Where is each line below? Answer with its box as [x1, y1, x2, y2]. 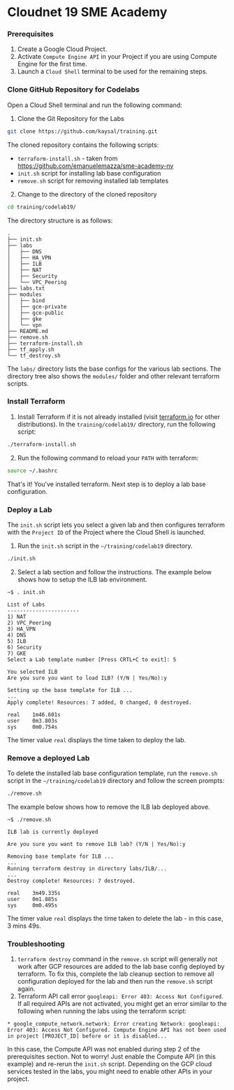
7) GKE [7, 650, 27, 657]
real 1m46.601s [7, 711, 61, 718]
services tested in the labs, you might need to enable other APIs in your [7, 1068, 213, 1076]
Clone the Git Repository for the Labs [17, 114, 124, 122]
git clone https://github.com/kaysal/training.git [7, 127, 158, 135]
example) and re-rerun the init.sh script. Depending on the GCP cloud [7, 1060, 212, 1068]
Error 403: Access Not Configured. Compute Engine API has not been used [7, 1026, 227, 1034]
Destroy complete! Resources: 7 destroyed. [7, 877, 136, 884]
